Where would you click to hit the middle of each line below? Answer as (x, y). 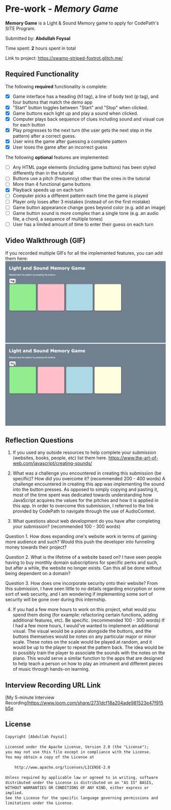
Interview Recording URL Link (53, 685)
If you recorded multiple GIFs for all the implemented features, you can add (84, 253)
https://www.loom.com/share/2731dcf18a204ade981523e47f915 (96, 703)
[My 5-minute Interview (30, 698)
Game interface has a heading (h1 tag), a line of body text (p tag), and (85, 96)
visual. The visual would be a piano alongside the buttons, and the (82, 631)
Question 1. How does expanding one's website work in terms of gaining (81, 536)
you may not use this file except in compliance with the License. (78, 752)
